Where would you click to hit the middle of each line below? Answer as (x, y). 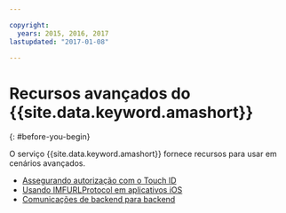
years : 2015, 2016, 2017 (63, 33)
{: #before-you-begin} (50, 137)
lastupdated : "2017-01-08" (59, 42)
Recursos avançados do (100, 93)
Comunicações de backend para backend (99, 200)
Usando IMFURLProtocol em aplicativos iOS (102, 190)
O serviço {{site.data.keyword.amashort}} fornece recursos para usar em (143, 154)
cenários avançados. (48, 163)
